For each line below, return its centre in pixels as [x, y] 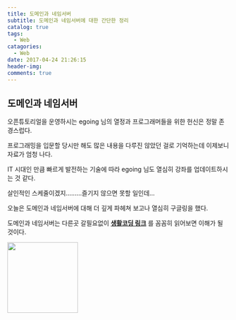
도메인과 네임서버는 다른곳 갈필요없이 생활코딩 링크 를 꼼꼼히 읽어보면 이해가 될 [115, 223]
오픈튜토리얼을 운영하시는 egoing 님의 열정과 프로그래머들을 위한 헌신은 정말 [112, 122]
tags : [15, 34]
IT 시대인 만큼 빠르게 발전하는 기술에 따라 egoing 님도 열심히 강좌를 [100, 170]
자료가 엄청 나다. [30, 154]
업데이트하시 [211, 170]
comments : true [30, 73]
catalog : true [28, 27]
